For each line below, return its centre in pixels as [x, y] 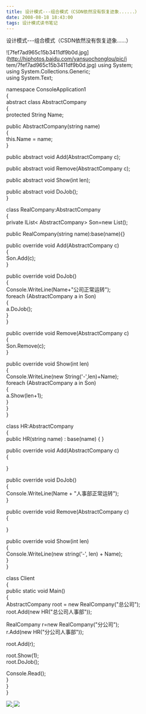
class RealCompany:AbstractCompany [54, 210]
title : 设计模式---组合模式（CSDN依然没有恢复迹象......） [73, 12]
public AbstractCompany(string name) [53, 127]
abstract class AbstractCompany [46, 102]
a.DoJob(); [19, 309]
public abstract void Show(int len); [48, 180]
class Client [20, 578]
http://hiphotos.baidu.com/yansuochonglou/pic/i [67, 59]
